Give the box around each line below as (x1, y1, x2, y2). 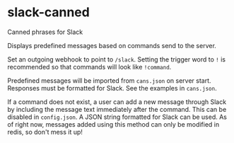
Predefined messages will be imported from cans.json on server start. (7, 76, 211, 85)
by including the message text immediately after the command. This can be (7, 105, 227, 113)
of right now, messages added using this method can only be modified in (7, 120, 220, 128)
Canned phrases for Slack (7, 28, 83, 36)
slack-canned (7, 4, 90, 21)
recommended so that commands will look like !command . (7, 62, 172, 71)
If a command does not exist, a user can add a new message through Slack (7, 97, 227, 106)
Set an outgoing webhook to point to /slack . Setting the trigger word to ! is (7, 55, 226, 64)
